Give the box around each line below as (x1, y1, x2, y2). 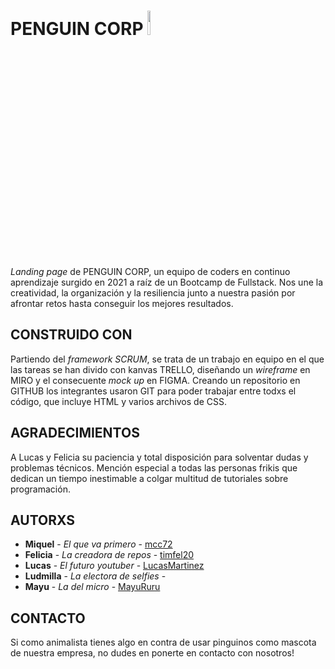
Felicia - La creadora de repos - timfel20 (24, 549, 195, 561)
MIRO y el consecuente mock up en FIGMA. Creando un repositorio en (10, 374, 301, 386)
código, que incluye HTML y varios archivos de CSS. (10, 395, 227, 407)
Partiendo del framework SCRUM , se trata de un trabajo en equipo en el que (10, 353, 325, 365)
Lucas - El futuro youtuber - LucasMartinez (24, 560, 205, 572)
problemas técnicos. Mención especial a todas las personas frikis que (10, 461, 298, 474)
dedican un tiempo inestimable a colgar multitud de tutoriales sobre (10, 472, 289, 484)
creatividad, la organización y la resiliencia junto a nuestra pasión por (10, 286, 296, 299)
